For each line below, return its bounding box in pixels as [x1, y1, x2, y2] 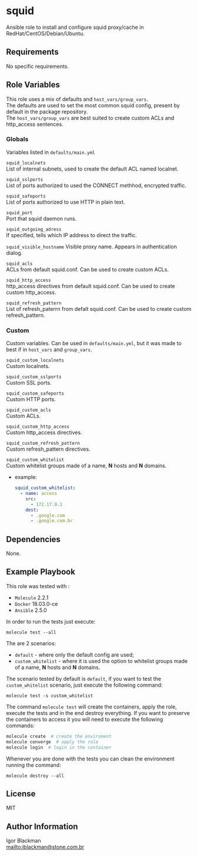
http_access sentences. [6, 120, 64, 127]
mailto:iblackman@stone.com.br [6, 844, 85, 851]
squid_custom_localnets [6, 358, 65, 363]
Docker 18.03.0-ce [14, 600, 58, 607]
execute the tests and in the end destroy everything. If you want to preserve [6, 709, 190, 716]
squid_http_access [6, 277, 51, 283]
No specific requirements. [6, 63, 69, 70]
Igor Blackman [6, 837, 41, 844]
